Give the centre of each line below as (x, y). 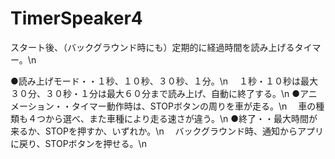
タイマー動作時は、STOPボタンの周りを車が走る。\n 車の (194, 106)
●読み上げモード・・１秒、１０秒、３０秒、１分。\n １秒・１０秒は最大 (164, 81)
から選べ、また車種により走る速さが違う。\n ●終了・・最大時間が (181, 118)
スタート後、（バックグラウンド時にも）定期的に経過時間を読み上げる (152, 47)
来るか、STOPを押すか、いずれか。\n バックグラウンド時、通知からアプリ (167, 131)
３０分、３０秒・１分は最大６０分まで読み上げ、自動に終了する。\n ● (155, 93)
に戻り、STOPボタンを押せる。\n (78, 143)
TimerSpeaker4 (76, 18)
